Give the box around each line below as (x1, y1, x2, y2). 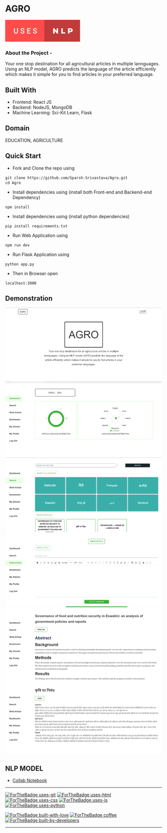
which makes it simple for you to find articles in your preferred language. (5, 71, 154, 77)
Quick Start (5, 152, 41, 160)
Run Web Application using (12, 232, 68, 238)
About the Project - (5, 49, 52, 56)
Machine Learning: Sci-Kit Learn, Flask (12, 110, 92, 116)
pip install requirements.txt (5, 223, 68, 228)
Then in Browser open (12, 270, 58, 276)
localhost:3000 (5, 280, 37, 286)
